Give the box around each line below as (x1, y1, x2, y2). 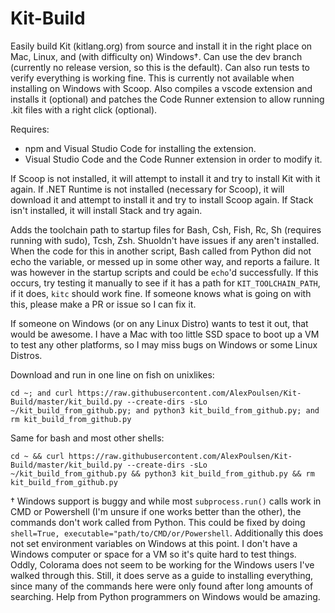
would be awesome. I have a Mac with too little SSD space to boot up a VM (10, 328, 320, 340)
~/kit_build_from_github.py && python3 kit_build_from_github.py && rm (10, 468, 315, 479)
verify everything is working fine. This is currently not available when (10, 72, 295, 84)
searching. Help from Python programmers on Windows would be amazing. (10, 590, 321, 602)
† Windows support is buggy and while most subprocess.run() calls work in (10, 495, 322, 507)
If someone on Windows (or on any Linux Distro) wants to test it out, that (10, 317, 309, 329)
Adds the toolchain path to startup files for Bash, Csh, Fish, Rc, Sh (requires (10, 223, 322, 236)
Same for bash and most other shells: (10, 432, 165, 444)
